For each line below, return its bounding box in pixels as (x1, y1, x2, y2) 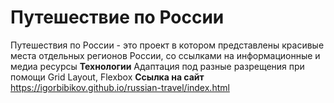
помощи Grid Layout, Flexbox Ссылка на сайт (10, 71, 205, 83)
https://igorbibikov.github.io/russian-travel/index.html (10, 81, 230, 93)
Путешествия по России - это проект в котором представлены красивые (10, 39, 325, 51)
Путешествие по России (10, 6, 225, 29)
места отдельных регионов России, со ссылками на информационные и (10, 49, 321, 61)
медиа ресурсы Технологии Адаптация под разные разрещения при (10, 60, 305, 72)
